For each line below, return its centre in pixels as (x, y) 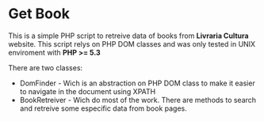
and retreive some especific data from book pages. (103, 108)
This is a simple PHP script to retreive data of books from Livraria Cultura (128, 36)
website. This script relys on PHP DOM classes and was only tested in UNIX (132, 43)
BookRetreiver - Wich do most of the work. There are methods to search (138, 100)
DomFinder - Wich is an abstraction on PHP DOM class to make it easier (137, 83)
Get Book (39, 14)
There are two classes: (46, 67)
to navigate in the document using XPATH (88, 91)
